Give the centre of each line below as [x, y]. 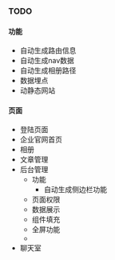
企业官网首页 [41, 140]
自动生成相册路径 [48, 70]
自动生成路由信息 [48, 50]
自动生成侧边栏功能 [75, 190]
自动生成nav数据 [47, 61]
